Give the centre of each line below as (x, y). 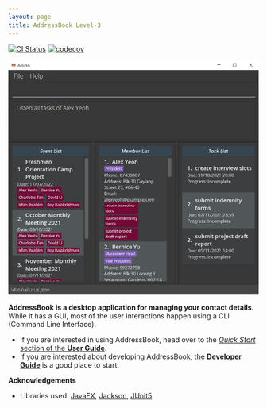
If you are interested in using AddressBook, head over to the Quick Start (137, 340)
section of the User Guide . (63, 348)
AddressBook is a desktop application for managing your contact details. (131, 308)
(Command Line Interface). (52, 325)
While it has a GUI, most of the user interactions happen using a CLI (119, 316)
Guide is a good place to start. (70, 365)
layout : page (30, 17)
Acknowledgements (43, 380)
